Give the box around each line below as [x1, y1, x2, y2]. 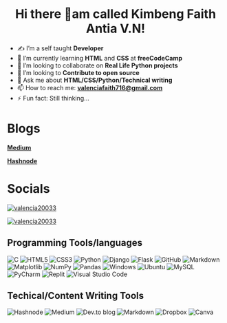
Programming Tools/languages [7, 237, 143, 249]
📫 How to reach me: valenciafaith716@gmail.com [17, 83, 163, 92]
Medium [7, 143, 32, 152]
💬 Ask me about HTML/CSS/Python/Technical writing [17, 76, 173, 84]
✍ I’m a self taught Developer [17, 44, 104, 52]
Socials [7, 181, 50, 197]
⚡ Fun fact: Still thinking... [17, 94, 89, 102]
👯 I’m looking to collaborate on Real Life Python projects [17, 61, 178, 70]
